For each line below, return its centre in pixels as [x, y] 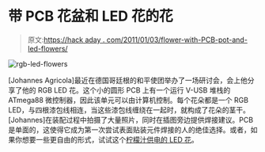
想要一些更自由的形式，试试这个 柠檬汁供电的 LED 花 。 [110, 139]
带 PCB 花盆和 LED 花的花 [91, 16]
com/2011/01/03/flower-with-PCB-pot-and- [177, 40]
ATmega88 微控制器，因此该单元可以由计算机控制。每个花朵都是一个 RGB [129, 100]
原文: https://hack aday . [66, 40]
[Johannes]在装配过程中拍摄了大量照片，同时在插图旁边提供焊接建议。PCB [131, 120]
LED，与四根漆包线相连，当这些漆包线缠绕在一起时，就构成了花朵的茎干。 [129, 110]
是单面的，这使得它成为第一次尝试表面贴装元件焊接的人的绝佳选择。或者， [129, 129]
